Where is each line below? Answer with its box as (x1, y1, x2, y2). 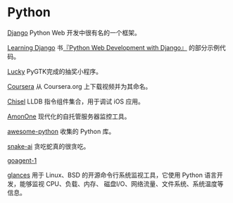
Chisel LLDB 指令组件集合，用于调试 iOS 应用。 (7, 97, 144, 106)
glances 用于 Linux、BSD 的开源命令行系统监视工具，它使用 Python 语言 (7, 171, 217, 179)
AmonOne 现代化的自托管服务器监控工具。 (7, 112, 131, 121)
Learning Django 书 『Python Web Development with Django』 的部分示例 (7, 43, 220, 51)
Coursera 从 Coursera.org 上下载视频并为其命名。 (7, 82, 152, 90)
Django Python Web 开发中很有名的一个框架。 (7, 28, 141, 37)
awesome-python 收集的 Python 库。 (7, 127, 115, 135)
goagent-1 (7, 156, 37, 164)
